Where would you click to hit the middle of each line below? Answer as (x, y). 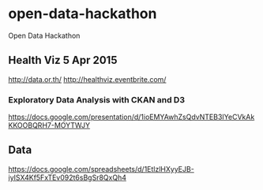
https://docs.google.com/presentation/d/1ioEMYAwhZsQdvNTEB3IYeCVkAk (131, 117)
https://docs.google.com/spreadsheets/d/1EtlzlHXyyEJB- (101, 169)
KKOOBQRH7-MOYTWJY (49, 125)
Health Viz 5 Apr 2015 (63, 60)
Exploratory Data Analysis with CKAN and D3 (97, 99)
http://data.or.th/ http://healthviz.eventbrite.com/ (87, 79)
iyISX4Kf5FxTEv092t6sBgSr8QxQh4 (67, 177)
